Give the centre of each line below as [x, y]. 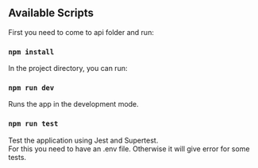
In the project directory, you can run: [68, 68]
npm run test [33, 124]
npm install [31, 52]
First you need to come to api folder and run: [81, 32]
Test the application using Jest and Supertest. [83, 140]
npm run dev [31, 88]
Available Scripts [51, 13]
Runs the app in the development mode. [73, 104]
